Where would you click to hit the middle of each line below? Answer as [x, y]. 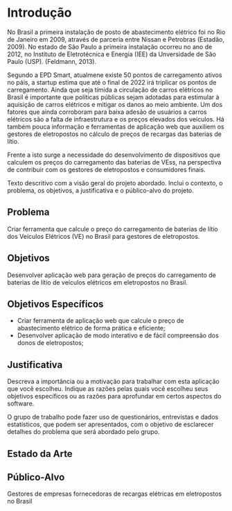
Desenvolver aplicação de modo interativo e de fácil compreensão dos [118, 335]
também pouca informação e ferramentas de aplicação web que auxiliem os [116, 126]
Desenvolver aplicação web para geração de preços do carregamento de [111, 275]
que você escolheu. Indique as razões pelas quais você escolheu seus [108, 389]
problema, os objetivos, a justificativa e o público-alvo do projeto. [100, 190]
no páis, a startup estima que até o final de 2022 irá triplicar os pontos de [112, 82]
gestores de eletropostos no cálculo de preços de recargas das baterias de [114, 134]
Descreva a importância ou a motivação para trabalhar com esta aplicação [113, 382]
